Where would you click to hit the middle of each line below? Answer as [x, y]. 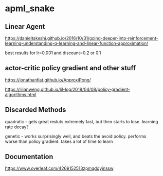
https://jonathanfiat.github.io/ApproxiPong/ [48, 80]
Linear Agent [25, 27]
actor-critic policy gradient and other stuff [71, 68]
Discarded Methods [36, 110]
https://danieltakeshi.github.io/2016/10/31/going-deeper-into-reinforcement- [81, 38]
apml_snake [30, 9]
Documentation [29, 157]
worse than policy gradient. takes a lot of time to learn [59, 141]
